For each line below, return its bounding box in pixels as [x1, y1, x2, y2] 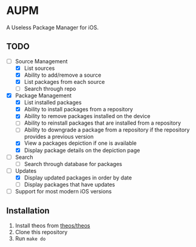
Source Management [15, 57, 68, 64]
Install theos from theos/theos [15, 221, 90, 229]
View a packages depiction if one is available [24, 139, 137, 147]
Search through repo [24, 85, 76, 92]
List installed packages [24, 99, 82, 106]
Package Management [15, 92, 72, 99]
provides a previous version [24, 133, 94, 141]
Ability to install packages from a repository [24, 106, 133, 113]
